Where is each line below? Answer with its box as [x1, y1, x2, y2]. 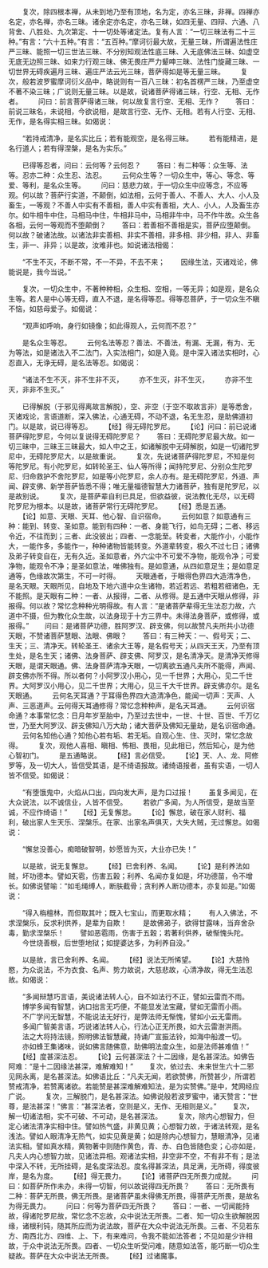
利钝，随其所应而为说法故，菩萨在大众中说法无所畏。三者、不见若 [35, 1221, 253, 1231]
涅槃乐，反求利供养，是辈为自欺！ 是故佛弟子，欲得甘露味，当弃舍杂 [14, 918, 255, 927]
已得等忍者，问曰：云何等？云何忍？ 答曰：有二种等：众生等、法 [22, 160, 248, 170]
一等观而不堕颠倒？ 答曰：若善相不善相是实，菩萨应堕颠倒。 [42, 220, 255, 230]
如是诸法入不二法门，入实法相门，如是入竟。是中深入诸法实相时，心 [35, 348, 260, 357]
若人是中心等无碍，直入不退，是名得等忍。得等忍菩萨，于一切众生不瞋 [29, 294, 260, 303]
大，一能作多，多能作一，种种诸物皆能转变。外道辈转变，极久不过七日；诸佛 [8, 541, 260, 550]
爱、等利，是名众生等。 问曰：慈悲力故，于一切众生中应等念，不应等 [8, 180, 248, 190]
